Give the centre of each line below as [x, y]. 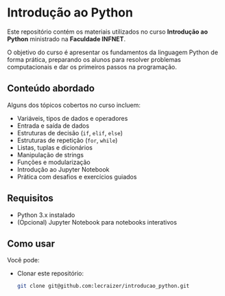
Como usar [31, 243]
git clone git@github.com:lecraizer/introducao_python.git [103, 286]
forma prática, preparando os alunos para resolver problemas [94, 59]
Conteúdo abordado [51, 88]
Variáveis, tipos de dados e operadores [72, 118]
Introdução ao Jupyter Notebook [63, 169]
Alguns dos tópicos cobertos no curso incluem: [74, 105]
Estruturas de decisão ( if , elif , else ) [70, 133]
